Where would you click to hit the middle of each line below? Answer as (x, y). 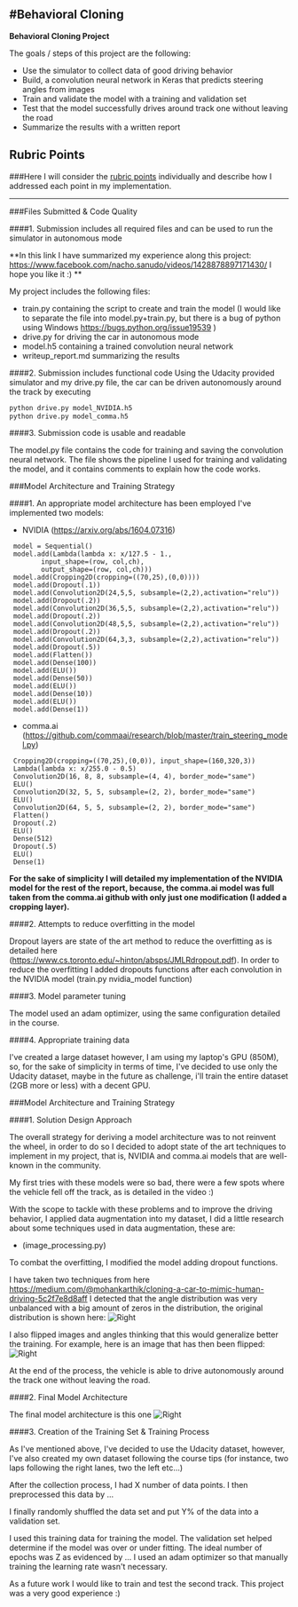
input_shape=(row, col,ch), (93, 562)
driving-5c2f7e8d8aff (48, 1299)
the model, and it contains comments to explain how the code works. (135, 469)
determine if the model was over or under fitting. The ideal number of (136, 1548)
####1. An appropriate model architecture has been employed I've (130, 503)
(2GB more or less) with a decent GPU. (80, 1086)
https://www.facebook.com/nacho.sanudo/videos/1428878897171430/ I (141, 265)
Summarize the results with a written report (101, 127)
